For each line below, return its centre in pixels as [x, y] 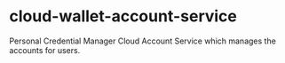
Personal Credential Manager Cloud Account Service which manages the [143, 41]
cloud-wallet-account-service [123, 16]
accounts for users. [45, 50]
